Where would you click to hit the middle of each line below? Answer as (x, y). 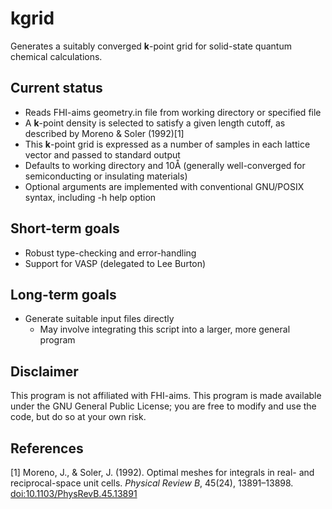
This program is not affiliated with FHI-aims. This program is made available (166, 396)
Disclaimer (44, 371)
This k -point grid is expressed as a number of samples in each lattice (167, 144)
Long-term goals (63, 294)
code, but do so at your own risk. (78, 417)
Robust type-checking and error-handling (110, 253)
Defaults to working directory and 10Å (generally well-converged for (165, 165)
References (47, 448)
